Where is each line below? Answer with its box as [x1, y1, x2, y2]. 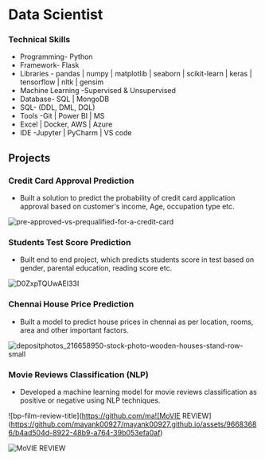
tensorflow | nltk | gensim [19, 77, 104, 87]
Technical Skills [8, 34, 71, 45]
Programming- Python [19, 52, 93, 61]
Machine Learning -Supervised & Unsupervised [19, 86, 177, 96]
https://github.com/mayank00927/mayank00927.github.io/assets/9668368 [10, 419, 257, 429]
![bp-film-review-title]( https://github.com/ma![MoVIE [8, 411, 181, 421]
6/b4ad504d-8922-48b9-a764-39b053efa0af [8, 428, 161, 438]
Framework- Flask [19, 60, 80, 70]
